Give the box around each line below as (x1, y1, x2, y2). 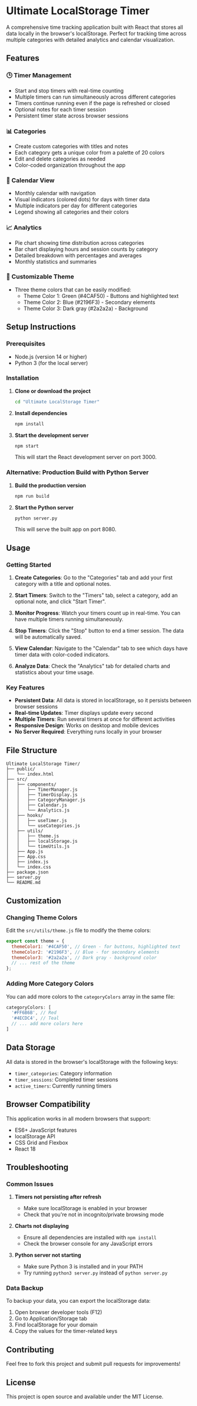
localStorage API (14, 1132, 55, 1139)
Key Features (6, 684, 45, 692)
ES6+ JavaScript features (14, 1126, 77, 1134)
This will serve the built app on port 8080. (14, 526, 117, 533)
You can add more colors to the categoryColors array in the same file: (6, 993, 175, 1000)
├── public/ (6, 766, 35, 772)
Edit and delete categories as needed (14, 155, 106, 162)
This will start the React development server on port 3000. (14, 454, 157, 461)
